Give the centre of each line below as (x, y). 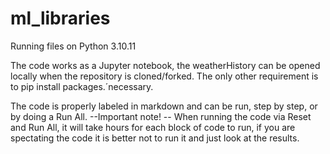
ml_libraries (60, 18)
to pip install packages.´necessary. (82, 86)
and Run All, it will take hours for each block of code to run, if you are (153, 127)
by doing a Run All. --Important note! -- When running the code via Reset (161, 116)
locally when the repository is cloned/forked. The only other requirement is (164, 76)
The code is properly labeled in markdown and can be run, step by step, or (164, 106)
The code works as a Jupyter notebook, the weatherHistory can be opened (165, 65)
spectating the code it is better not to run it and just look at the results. (155, 138)
